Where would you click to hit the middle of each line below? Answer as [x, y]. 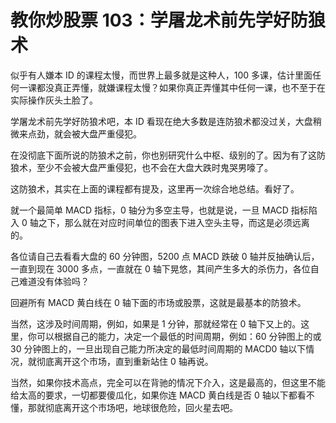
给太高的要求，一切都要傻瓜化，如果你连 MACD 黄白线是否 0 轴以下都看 [158, 395]
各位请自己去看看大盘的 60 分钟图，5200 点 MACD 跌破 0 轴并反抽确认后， [165, 256]
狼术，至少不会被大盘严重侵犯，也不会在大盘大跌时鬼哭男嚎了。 [141, 167]
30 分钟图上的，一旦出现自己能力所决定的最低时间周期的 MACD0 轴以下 [158, 348]
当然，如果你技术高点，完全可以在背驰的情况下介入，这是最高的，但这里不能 [168, 382]
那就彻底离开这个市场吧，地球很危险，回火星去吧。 [132, 407]
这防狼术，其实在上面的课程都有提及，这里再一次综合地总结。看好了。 [155, 188]
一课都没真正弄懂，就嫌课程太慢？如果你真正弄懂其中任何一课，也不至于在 [172, 87]
